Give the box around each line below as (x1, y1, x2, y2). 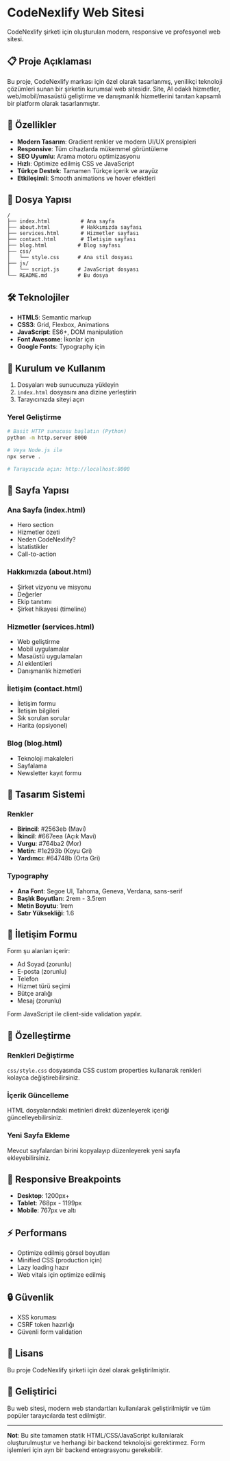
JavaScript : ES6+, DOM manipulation (16, 328, 123, 336)
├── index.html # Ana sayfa (7, 218, 115, 225)
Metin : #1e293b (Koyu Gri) (16, 847, 92, 855)
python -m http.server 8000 (7, 434, 88, 441)
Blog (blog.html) (7, 739, 63, 748)
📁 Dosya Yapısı (7, 194, 72, 205)
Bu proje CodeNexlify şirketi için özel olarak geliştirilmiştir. (7, 1365, 170, 1374)
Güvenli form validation (16, 1328, 83, 1336)
